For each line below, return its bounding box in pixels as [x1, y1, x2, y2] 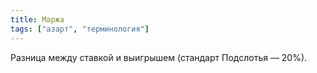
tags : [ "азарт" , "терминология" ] [10, 24, 150, 34]
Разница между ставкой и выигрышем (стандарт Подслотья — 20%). [10, 51, 308, 63]
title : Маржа [10, 14, 65, 25]
